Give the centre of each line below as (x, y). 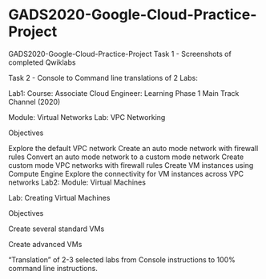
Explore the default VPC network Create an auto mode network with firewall (133, 148)
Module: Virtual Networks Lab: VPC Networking (87, 117)
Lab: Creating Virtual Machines (59, 197)
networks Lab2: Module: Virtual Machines (77, 182)
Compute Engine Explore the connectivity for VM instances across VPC (126, 173)
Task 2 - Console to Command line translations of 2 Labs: (103, 78)
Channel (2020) (34, 102)
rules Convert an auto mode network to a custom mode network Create (126, 157)
